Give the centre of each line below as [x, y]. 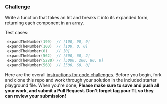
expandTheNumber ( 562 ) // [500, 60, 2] [49, 56]
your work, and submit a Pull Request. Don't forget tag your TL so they [79, 90]
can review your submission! [36, 96]
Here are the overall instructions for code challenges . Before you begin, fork [83, 75]
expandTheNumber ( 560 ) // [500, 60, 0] [49, 65]
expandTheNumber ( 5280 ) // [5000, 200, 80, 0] [55, 60]
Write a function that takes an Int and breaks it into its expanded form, [77, 18]
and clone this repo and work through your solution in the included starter [81, 80]
